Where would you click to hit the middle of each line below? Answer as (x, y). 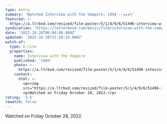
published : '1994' (33, 61)
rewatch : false (21, 102)
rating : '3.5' (20, 97)
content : (23, 74)
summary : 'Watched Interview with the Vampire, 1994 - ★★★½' (70, 14)
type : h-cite (23, 47)
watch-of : (15, 42)
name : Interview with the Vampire (50, 56)
